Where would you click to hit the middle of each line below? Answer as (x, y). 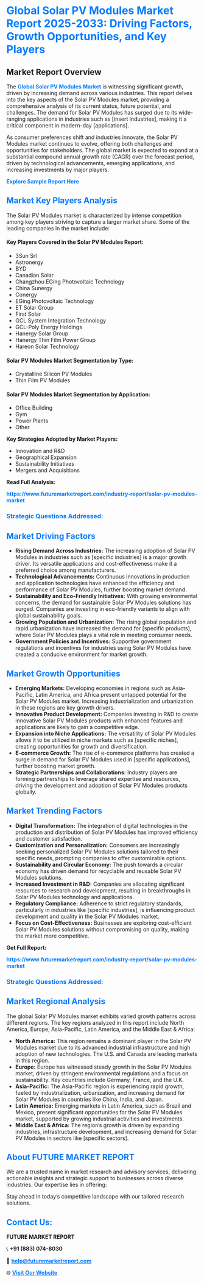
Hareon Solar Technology (47, 347)
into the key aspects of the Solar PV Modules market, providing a (88, 99)
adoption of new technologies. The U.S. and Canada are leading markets (106, 1054)
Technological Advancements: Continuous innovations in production (102, 577)
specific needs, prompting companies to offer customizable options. (101, 858)
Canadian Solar (34, 276)
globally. (26, 792)
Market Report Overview (54, 72)
